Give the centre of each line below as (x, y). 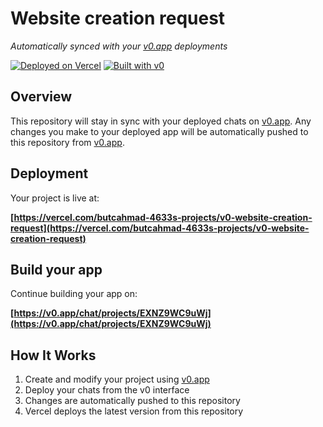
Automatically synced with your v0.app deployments (119, 46)
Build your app (56, 269)
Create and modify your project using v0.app (117, 379)
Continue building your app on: (74, 294)
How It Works (53, 355)
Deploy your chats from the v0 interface (107, 390)
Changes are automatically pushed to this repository (132, 401)
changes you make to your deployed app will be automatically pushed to (159, 131)
